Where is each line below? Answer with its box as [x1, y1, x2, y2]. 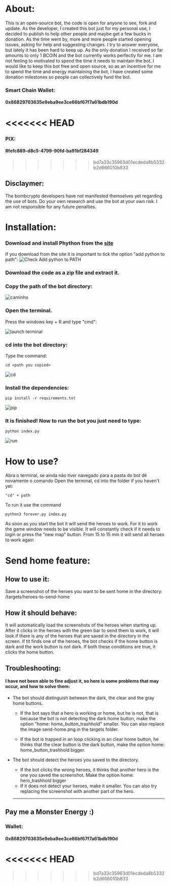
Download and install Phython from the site [5, 240, 114, 247]
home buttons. [12, 700, 43, 706]
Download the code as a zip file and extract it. [5, 269, 120, 276]
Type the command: [5, 352, 47, 359]
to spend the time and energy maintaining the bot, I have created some [5, 68, 153, 74]
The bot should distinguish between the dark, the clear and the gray [12, 695, 154, 701]
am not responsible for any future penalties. [5, 203, 97, 210]
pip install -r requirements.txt [5, 396, 76, 401]
